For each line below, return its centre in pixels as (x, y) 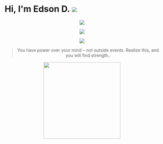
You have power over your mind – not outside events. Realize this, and (88, 50)
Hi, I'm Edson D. (37, 9)
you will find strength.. (88, 55)
